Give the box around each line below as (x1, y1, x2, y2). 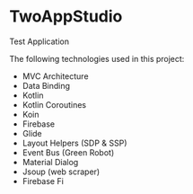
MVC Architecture (22, 70, 89, 82)
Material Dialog (22, 156, 79, 167)
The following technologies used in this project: (9, 53, 185, 64)
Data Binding (22, 80, 70, 91)
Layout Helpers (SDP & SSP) (22, 137, 127, 148)
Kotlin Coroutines (22, 99, 87, 110)
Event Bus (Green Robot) (22, 146, 115, 158)
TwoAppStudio (9, 6, 123, 27)
